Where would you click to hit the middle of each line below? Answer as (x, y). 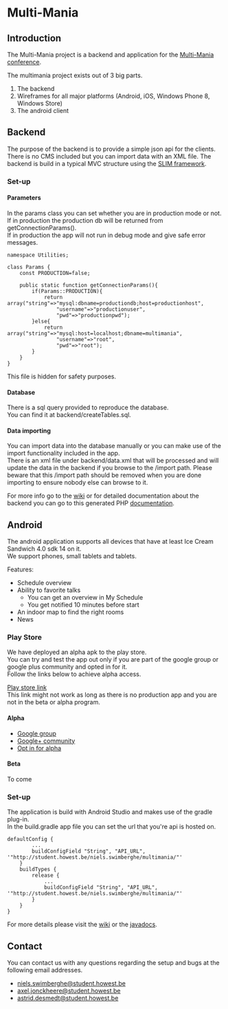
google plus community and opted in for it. (67, 667)
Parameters (24, 198)
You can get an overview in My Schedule (85, 598)
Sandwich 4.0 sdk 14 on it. (44, 549)
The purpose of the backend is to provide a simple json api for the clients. (112, 149)
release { (46, 876)
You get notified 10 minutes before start (83, 605)
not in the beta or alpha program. (54, 702)
